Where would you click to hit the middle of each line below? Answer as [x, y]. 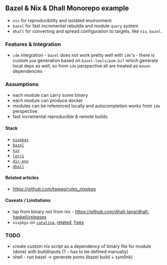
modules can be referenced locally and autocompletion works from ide [86, 106]
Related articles [22, 178]
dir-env [20, 161]
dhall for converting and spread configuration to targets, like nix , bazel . [87, 31]
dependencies [27, 71]
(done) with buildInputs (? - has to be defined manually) [70, 252]
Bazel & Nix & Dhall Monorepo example [67, 8]
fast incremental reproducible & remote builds [60, 117]
